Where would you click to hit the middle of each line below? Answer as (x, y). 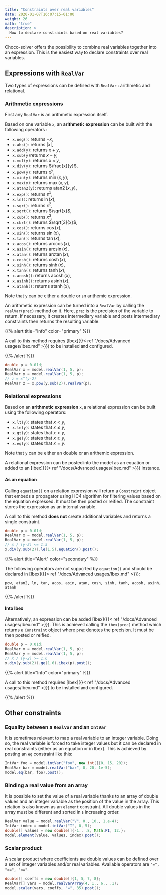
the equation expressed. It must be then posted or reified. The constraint (80, 501)
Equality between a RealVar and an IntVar (56, 727)
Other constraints (33, 713)
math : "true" (19, 24)
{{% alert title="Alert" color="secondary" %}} (52, 559)
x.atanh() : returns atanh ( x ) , (41, 286)
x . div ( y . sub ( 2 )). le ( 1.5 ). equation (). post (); (52, 549)
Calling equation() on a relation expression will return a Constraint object (80, 491)
